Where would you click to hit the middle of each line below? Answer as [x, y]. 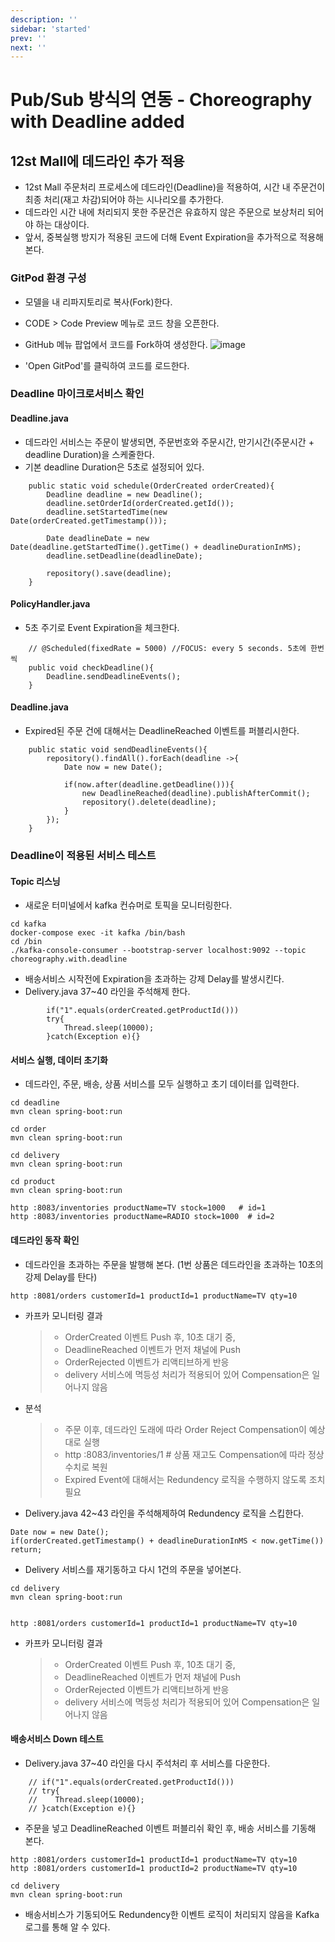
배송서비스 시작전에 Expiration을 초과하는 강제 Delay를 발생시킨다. [154, 979]
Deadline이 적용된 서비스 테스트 [83, 855]
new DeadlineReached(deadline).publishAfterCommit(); [196, 794]
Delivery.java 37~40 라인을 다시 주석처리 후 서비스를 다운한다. [147, 1763]
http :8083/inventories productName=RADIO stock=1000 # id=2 [142, 1217]
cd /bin [26, 942]
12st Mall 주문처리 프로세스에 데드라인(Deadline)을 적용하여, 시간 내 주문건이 [175, 187]
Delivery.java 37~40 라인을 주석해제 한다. [107, 992]
